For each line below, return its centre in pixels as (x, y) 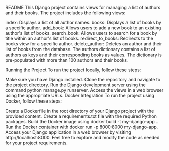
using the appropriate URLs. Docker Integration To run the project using (80, 96)
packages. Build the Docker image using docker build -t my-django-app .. (82, 121)
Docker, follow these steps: (34, 101)
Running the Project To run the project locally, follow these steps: (73, 70)
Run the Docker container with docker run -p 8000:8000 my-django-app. (82, 127)
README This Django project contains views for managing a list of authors (83, 7)
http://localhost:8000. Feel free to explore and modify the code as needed (82, 138)
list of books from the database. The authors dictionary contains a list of (80, 49)
